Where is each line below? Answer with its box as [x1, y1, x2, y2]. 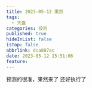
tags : [6, 14, 20, 20]
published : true [6, 31, 47, 37]
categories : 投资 [6, 25, 48, 32]
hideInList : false [6, 36, 52, 42]
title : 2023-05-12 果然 [6, 8, 64, 15]
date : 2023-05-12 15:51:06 [6, 53, 73, 59]
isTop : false [6, 42, 39, 48]
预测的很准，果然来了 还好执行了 [6, 76, 87, 83]
